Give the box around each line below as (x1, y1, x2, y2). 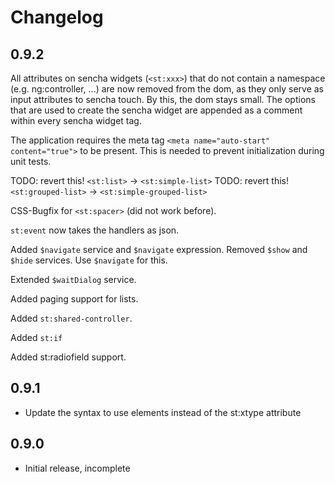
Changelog (10, 6, 104, 29)
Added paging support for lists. (10, 293, 139, 305)
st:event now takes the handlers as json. (10, 224, 180, 236)
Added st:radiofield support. (10, 351, 127, 363)
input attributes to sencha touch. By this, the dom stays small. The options (10, 94, 316, 105)
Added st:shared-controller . (10, 312, 133, 324)
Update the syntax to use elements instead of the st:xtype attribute (24, 406, 302, 418)
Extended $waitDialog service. (10, 274, 137, 285)
